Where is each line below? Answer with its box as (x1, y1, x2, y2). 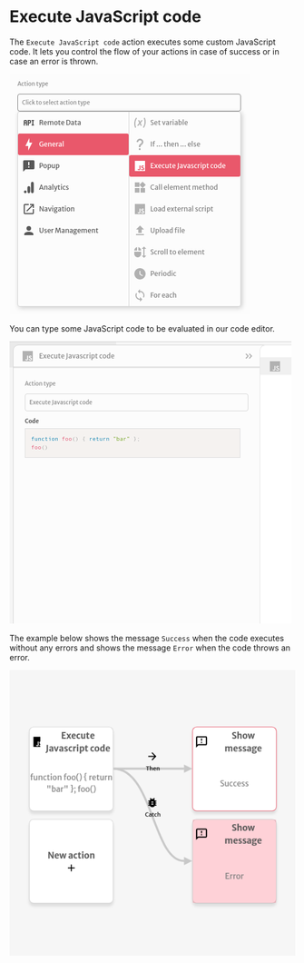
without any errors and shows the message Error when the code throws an (9, 642, 291, 653)
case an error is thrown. (9, 55, 99, 66)
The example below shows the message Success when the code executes (9, 632, 284, 643)
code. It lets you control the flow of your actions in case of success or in (9, 45, 279, 56)
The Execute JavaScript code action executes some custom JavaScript (9, 36, 277, 47)
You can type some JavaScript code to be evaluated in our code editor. (9, 323, 275, 333)
